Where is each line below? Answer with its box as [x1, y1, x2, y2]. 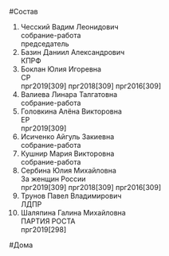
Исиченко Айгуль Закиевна [20, 132, 115, 142]
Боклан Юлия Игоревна [20, 64, 102, 74]
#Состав [9, 7, 38, 16]
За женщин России [20, 174, 86, 184]
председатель [20, 39, 70, 48]
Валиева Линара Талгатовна [20, 90, 118, 99]
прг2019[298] [20, 225, 67, 234]
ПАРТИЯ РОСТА [20, 216, 76, 226]
